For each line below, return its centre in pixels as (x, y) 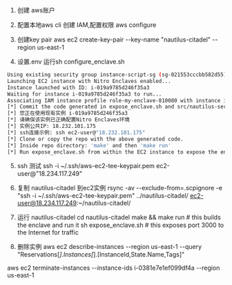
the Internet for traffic (48, 232)
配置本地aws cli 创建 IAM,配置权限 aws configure (87, 25)
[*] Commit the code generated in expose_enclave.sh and (91, 107)
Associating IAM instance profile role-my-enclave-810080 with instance (114, 100)
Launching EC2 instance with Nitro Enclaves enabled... (89, 81)
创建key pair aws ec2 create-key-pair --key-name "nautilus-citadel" (114, 39)
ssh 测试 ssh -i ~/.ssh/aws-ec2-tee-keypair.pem (86, 166)
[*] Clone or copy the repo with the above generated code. (96, 139)
